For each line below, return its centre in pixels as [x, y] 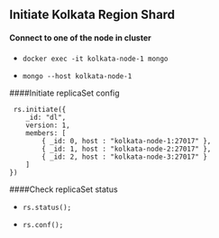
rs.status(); [47, 207]
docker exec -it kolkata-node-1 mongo [95, 59]
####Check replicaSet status [64, 189]
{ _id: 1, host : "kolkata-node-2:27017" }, [127, 149]
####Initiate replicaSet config [64, 93]
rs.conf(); [43, 224]
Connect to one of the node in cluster [80, 37]
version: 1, [48, 125]
